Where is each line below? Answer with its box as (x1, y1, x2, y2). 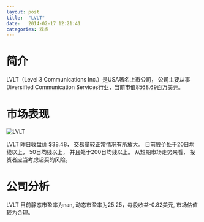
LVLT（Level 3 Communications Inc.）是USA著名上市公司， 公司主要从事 (6, 76, 191, 83)
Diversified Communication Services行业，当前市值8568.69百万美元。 (6, 83, 184, 91)
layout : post (6, 9, 40, 15)
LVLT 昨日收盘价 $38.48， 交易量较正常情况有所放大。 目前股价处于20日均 (6, 140, 195, 148)
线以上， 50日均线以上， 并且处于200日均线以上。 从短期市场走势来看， (6, 148, 189, 156)
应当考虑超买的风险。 (17, 156, 71, 163)
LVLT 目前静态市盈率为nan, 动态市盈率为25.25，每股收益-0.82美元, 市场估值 (6, 201, 198, 209)
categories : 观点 (6, 26, 49, 33)
